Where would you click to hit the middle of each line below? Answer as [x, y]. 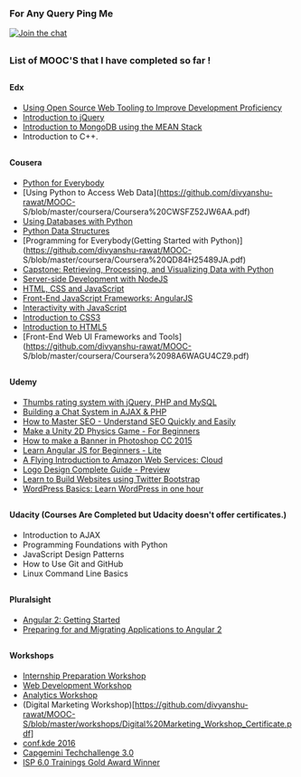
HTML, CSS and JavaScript [73, 289]
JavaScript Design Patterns [73, 554]
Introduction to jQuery [63, 117]
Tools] [170, 336]
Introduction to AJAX [61, 535]
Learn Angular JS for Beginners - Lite [92, 450]
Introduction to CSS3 [61, 317]
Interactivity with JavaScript [75, 308]
